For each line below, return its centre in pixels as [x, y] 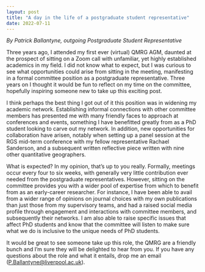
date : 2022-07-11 [28, 23]
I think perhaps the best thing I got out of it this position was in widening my [102, 103]
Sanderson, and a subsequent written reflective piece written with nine [95, 148]
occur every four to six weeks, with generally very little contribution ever [97, 173]
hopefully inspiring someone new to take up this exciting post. [85, 91]
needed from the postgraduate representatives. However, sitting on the [95, 180]
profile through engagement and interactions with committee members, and [102, 212]
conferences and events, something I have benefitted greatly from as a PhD [101, 122]
